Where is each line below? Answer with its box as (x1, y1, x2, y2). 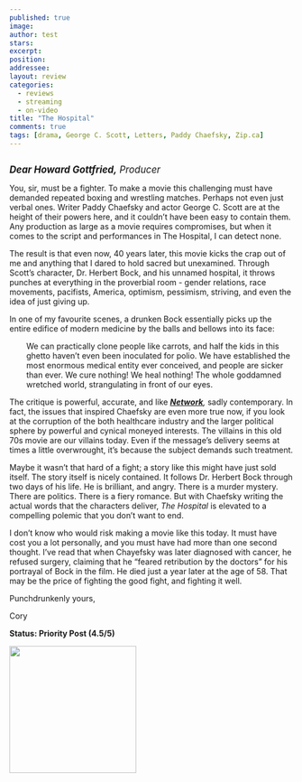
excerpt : (9, 47, 42, 56)
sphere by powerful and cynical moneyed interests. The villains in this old (9, 425, 282, 436)
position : (9, 55, 47, 64)
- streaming (17, 97, 63, 107)
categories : (9, 80, 54, 89)
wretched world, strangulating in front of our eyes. (26, 378, 214, 389)
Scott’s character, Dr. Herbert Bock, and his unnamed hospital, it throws (9, 267, 276, 278)
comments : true (9, 123, 67, 132)
